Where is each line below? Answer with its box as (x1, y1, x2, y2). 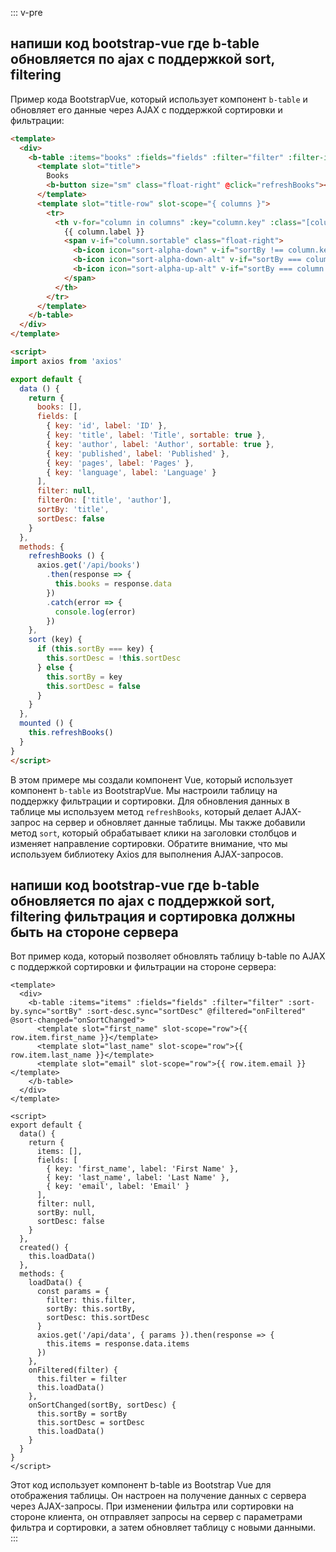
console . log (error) (54, 607, 137, 617)
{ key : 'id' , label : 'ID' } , (46, 421, 168, 431)
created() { (19, 1243, 70, 1253)
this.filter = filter (36, 1374, 128, 1384)
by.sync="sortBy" (10, 1007, 83, 1017)
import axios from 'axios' (10, 356, 123, 366)
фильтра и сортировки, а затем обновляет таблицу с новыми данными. (10, 1522, 317, 1534)
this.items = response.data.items (46, 1339, 190, 1349)
